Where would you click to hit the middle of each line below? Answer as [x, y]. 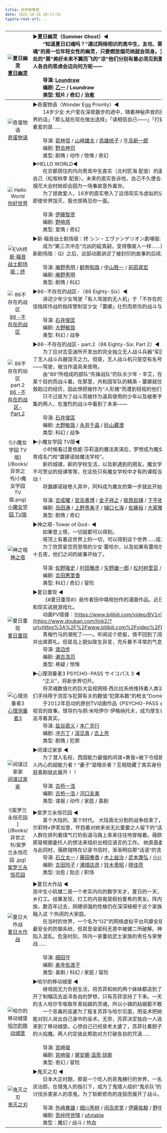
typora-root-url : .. [27, 19]
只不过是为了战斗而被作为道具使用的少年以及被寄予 [102, 397]
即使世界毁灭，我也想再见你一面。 [73, 201]
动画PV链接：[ [59, 615]
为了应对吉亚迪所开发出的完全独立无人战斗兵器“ [98, 352]
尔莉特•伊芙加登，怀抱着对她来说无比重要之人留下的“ [95, 828]
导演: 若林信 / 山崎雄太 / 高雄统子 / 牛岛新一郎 [95, 141]
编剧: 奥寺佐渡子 [61, 965]
